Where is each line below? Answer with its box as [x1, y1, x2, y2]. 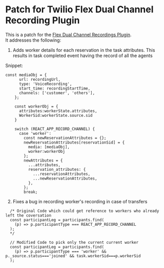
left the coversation [5, 212, 52, 218]
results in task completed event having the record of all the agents [12, 52, 153, 59]
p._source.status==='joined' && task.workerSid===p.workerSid [5, 253, 141, 258]
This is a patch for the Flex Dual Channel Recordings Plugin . [5, 31, 132, 38]
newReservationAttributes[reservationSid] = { [24, 140, 125, 145]
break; [24, 189, 38, 194]
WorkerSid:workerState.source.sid [18, 113, 93, 118]
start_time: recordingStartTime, [18, 86, 91, 91]
